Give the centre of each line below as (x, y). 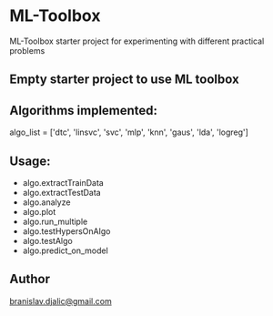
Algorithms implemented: (83, 110)
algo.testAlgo (47, 240)
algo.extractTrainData (63, 182)
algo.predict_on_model (66, 250)
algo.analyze (46, 202)
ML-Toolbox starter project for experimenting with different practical (137, 41)
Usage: (30, 161)
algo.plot (39, 211)
